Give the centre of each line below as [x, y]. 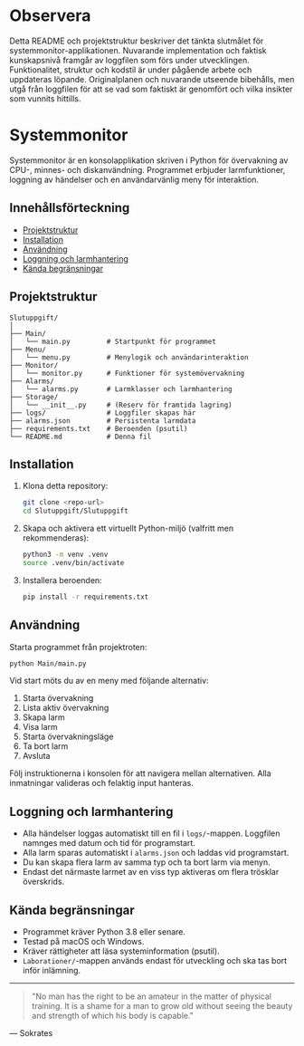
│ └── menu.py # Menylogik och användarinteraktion [129, 357]
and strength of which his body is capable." [113, 1016]
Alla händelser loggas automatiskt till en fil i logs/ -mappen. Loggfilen [151, 833]
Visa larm [40, 727]
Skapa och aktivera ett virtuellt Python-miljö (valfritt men [128, 528]
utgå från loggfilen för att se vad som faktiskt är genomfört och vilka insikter [151, 89]
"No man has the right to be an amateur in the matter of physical [152, 996]
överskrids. [43, 882]
